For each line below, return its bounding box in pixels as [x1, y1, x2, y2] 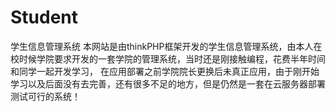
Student [10, 6, 79, 29]
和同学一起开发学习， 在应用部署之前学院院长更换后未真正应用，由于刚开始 [10, 65, 320, 77]
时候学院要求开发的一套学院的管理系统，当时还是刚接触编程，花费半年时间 [18, 52, 326, 65]
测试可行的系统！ [10, 90, 81, 102]
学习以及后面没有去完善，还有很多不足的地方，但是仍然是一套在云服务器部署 [10, 77, 326, 90]
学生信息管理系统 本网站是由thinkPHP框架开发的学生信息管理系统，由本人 [10, 40, 314, 52]
